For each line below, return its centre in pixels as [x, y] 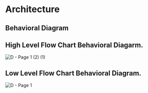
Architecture [32, 9]
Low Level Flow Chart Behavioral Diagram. [73, 73]
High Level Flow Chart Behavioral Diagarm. [74, 45]
